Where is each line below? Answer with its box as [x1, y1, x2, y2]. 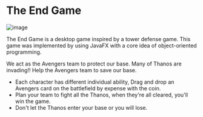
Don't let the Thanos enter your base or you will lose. [15, 104, 148, 111]
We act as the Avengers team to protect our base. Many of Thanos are [6, 60, 182, 67]
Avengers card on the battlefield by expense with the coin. [15, 84, 161, 92]
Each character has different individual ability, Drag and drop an [15, 78, 175, 85]
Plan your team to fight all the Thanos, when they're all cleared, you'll [15, 91, 188, 98]
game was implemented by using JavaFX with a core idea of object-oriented [6, 42, 197, 49]
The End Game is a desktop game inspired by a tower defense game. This [6, 35, 191, 42]
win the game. [15, 98, 51, 105]
